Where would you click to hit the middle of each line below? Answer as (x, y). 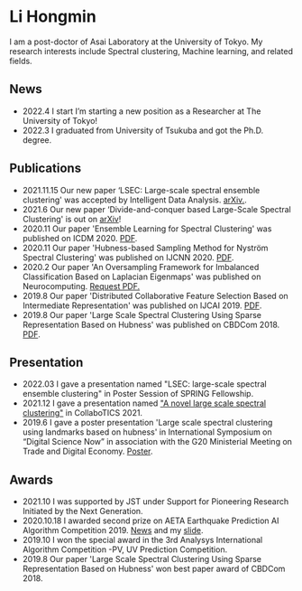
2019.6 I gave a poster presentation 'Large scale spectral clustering (147, 423)
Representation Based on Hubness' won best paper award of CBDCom (154, 569)
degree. (37, 140)
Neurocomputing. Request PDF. (81, 286)
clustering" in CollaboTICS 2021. (82, 413)
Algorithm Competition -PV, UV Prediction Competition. (125, 549)
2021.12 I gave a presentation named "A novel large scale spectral (144, 403)
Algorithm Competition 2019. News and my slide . (113, 530)
